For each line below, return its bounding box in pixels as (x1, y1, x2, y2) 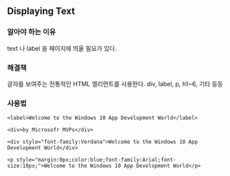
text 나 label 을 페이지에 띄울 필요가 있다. (7, 44, 117, 52)
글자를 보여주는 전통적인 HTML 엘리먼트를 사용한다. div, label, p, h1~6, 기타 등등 (7, 79, 223, 88)
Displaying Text (7, 5, 76, 17)
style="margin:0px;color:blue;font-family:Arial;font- (16, 157, 176, 164)
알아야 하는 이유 (7, 27, 56, 37)
